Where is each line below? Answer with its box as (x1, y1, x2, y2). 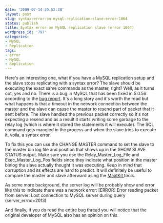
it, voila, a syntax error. (5, 132, 51, 138)
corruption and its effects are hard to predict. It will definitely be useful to (5, 167, 152, 173)
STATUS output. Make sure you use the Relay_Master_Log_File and (5, 152, 140, 158)
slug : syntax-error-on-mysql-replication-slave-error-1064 (5, 16, 128, 21)
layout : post (5, 12, 32, 17)
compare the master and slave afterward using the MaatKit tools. (5, 173, 136, 179)
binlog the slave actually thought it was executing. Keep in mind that (5, 162, 142, 168)
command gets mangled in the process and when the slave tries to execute (5, 127, 156, 133)
